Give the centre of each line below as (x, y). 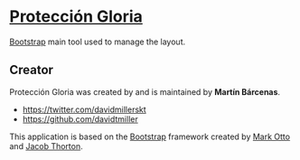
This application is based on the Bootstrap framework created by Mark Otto (150, 136)
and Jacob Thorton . (46, 146)
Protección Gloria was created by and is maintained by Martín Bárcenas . (145, 91)
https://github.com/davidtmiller (80, 118)
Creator (32, 70)
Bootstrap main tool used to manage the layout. (98, 42)
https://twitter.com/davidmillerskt (84, 109)
